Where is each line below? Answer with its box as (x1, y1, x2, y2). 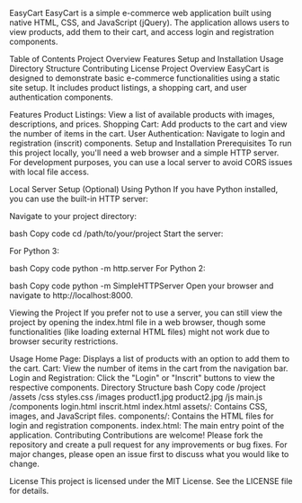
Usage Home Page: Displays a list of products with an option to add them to (9, 354, 290, 364)
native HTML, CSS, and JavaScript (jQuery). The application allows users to (9, 17, 289, 28)
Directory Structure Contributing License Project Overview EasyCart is (9, 63, 270, 74)
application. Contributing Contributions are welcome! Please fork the (9, 430, 263, 440)
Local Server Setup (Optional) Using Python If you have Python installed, (9, 184, 279, 194)
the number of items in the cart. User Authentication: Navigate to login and (9, 128, 286, 138)
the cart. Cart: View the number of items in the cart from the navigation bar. (9, 363, 289, 374)
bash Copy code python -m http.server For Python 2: (9, 263, 206, 273)
